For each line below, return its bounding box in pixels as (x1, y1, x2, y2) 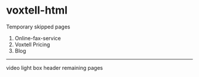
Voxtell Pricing (14, 41, 50, 48)
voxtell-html (6, 4, 68, 17)
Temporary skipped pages (6, 23, 70, 30)
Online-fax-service (14, 34, 61, 41)
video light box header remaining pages (6, 64, 103, 71)
